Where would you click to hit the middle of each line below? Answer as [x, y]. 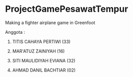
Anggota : [15, 32]
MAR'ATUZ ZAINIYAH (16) [39, 51]
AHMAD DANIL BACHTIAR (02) [44, 70]
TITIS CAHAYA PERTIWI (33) [41, 41]
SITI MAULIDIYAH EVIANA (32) [44, 60]
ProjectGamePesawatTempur [67, 9]
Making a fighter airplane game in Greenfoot [50, 23]
